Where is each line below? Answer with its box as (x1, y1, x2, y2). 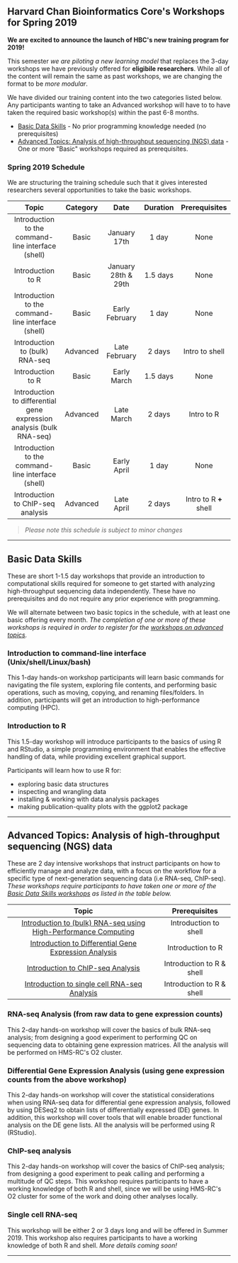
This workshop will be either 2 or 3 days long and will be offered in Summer (7, 1225, 228, 1235)
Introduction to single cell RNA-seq (24, 979, 143, 989)
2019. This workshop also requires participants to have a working (7, 1233, 198, 1242)
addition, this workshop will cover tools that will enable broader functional (7, 1113, 223, 1121)
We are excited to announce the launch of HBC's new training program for (7, 35, 229, 44)
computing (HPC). (7, 703, 60, 712)
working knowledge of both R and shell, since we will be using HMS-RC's (7, 1184, 222, 1193)
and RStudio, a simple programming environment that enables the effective (7, 744, 226, 753)
